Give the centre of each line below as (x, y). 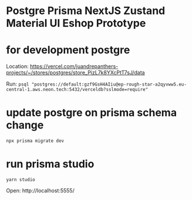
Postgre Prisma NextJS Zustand (86, 11)
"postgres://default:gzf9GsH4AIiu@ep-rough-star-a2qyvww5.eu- (109, 84)
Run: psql (18, 84)
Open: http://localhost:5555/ (40, 191)
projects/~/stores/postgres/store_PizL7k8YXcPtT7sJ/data (75, 73)
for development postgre (68, 50)
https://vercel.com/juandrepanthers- (74, 66)
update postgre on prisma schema (92, 113)
